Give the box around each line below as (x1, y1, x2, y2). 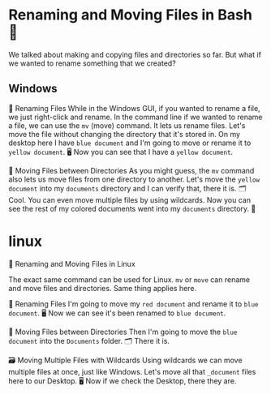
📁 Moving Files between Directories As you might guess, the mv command (8, 165, 255, 175)
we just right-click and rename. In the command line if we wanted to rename (8, 112, 263, 122)
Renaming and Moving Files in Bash (8, 6, 253, 24)
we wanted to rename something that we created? (8, 58, 176, 68)
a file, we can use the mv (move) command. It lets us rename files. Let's (8, 120, 246, 131)
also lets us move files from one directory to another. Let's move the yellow (8, 174, 260, 184)
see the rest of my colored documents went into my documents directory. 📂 (8, 203, 256, 213)
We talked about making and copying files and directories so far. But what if (8, 49, 262, 59)
